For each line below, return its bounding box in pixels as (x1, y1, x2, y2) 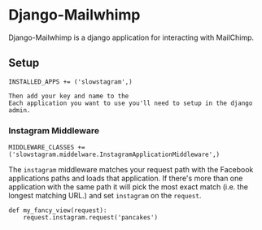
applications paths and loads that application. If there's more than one (8, 173, 243, 184)
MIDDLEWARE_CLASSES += (8, 144, 85, 152)
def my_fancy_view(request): (8, 206, 107, 215)
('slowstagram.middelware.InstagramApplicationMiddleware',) (8, 150, 221, 159)
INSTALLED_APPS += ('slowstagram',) (8, 77, 133, 86)
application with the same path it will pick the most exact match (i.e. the (8, 182, 248, 192)
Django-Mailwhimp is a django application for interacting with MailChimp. (8, 33, 255, 42)
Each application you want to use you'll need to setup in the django (8, 99, 253, 107)
